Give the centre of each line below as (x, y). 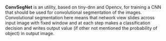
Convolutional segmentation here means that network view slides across (80, 18)
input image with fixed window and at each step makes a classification (78, 23)
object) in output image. (30, 33)
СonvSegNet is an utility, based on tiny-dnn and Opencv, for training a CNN (83, 7)
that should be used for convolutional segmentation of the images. (73, 12)
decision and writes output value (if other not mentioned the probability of (81, 28)
